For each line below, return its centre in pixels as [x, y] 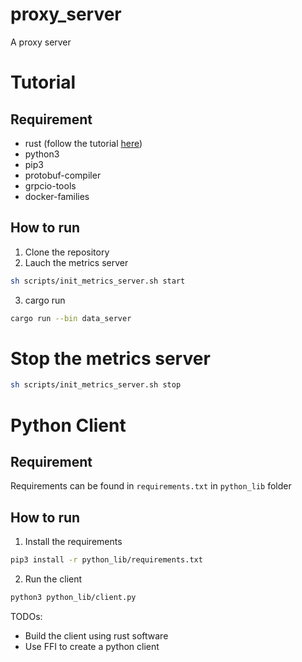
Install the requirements [73, 542]
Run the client [53, 579]
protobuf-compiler [63, 175]
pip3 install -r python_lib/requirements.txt [106, 560]
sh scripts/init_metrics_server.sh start [98, 281]
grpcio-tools [50, 185]
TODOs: [26, 616]
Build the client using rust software [96, 635]
